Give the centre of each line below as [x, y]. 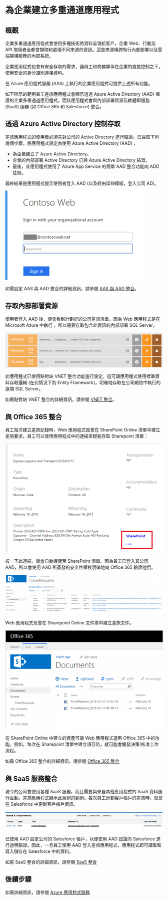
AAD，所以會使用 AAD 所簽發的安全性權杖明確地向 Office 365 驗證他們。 [80, 567]
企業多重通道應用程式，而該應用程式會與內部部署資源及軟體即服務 [82, 100]
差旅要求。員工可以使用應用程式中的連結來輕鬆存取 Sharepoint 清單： [77, 436]
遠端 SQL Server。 [24, 389]
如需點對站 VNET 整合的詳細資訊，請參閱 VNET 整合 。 [61, 399]
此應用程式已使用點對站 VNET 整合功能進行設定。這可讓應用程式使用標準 [80, 376]
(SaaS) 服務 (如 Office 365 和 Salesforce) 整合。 [54, 106]
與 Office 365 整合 [33, 417]
